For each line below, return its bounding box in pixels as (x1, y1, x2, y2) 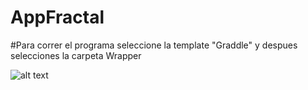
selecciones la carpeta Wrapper (10, 49, 142, 61)
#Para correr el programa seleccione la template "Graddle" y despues (10, 39, 298, 51)
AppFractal (10, 6, 105, 29)
